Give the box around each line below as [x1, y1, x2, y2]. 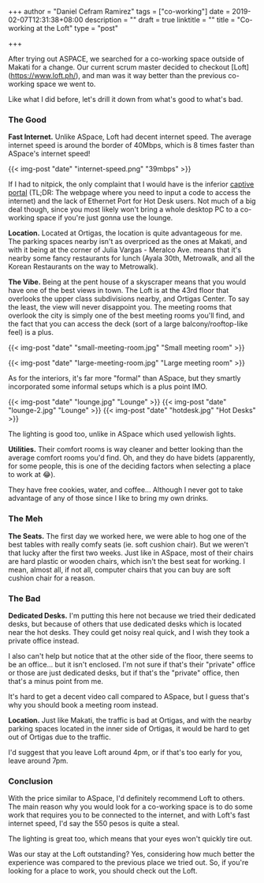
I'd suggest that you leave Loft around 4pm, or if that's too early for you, [8, 747, 243, 757]
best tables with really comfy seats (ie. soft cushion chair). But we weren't [8, 539, 249, 549]
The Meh [8, 513, 43, 524]
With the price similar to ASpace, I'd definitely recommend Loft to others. [8, 794, 245, 803]
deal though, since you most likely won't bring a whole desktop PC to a [8, 205, 239, 214]
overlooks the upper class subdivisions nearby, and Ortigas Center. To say [8, 294, 250, 303]
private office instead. [8, 636, 80, 645]
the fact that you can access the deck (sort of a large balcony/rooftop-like [8, 319, 248, 329]
